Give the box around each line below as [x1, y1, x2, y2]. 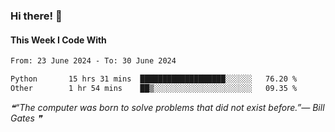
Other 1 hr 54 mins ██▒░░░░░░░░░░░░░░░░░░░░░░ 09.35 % [10, 83, 298, 93]
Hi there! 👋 [10, 9, 63, 23]
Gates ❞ [10, 112, 43, 124]
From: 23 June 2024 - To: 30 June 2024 [10, 56, 177, 66]
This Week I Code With [10, 34, 107, 46]
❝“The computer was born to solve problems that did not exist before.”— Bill [10, 101, 325, 113]
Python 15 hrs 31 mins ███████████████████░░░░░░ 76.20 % [10, 74, 298, 84]
